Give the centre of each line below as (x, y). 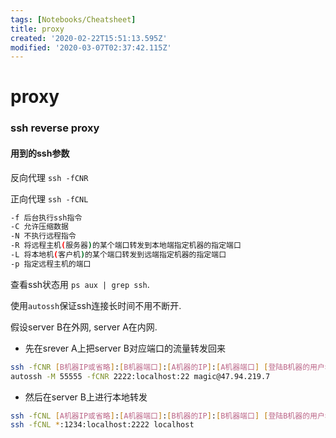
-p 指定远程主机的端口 (51, 264)
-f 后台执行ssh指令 (46, 217)
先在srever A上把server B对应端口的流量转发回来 (125, 348)
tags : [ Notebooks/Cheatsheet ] (73, 19)
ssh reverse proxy (55, 128)
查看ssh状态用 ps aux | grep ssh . (80, 284)
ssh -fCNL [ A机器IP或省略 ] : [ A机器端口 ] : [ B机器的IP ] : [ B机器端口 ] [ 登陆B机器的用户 (167, 416)
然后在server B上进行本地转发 (86, 397)
